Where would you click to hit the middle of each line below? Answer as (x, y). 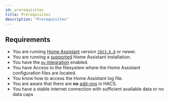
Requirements (28, 39)
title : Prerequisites (28, 15)
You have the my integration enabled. (50, 62)
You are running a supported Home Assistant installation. (72, 57)
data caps (23, 94)
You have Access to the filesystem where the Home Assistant (76, 68)
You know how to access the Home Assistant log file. (68, 78)
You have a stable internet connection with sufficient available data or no (88, 89)
